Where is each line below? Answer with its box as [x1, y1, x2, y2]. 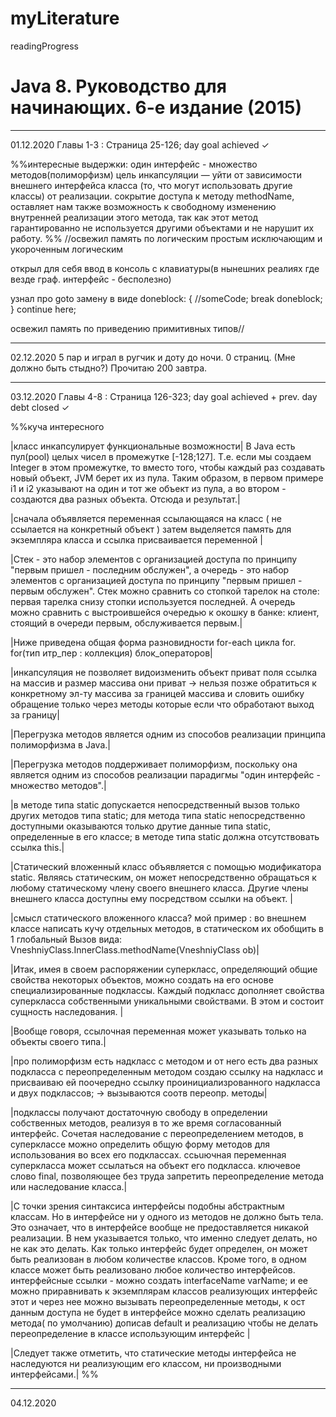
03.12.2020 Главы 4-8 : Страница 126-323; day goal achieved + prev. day [10, 390, 318, 402]
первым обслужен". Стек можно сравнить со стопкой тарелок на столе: [10, 585, 320, 597]
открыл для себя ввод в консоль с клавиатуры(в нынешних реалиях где [10, 262, 320, 274]
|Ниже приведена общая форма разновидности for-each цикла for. [10, 636, 297, 648]
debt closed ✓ [10, 401, 70, 413]
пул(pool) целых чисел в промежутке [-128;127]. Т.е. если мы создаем [10, 450, 312, 462]
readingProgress [10, 40, 79, 52]
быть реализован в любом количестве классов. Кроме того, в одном [10, 1253, 307, 1265]
